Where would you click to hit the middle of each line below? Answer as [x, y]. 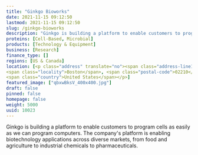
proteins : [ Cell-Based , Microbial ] [50, 39]
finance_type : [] [27, 55]
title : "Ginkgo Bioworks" [38, 11]
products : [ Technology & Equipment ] [51, 45]
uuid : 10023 [21, 110]
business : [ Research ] [33, 50]
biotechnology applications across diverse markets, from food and [87, 140]
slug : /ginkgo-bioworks [35, 28]
